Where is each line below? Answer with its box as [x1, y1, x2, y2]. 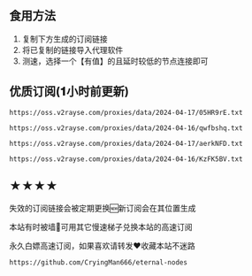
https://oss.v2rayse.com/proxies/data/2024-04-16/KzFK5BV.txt [9, 154, 243, 164]
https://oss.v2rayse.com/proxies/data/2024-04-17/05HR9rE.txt [9, 108, 243, 117]
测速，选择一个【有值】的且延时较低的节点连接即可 [21, 56, 209, 66]
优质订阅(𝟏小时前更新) [9, 84, 130, 99]
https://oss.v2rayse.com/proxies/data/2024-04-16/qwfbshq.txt [9, 123, 243, 133]
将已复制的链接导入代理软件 [21, 44, 124, 55]
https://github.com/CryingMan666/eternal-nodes [9, 258, 188, 267]
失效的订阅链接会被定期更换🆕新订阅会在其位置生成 [9, 203, 196, 214]
